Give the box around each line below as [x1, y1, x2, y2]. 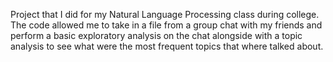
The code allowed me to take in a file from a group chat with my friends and [10, 19, 323, 31]
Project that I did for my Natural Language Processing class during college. [10, 9, 320, 20]
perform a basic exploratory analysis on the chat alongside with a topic [10, 30, 303, 41]
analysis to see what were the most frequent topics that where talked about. [10, 40, 324, 52]
